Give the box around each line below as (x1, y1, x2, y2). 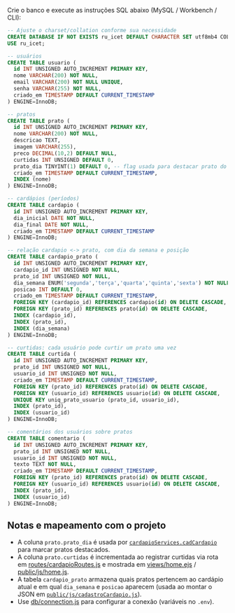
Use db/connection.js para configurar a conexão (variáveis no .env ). (17, 598, 215, 606)
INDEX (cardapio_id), (13, 312, 77, 319)
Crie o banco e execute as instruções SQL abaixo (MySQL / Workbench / (7, 6, 218, 14)
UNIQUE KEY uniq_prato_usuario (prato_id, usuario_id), (13, 396, 180, 404)
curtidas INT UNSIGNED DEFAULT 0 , (13, 156, 114, 163)
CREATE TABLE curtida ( (7, 350, 77, 358)
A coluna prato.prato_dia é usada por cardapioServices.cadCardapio (17, 538, 218, 546)
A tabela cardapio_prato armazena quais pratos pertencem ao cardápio (17, 575, 224, 584)
